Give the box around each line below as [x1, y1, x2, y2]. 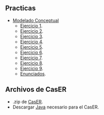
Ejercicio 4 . [20, 39, 44, 45]
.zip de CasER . [12, 98, 43, 104]
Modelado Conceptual [12, 17, 59, 23]
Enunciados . [20, 70, 46, 77]
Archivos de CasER [5, 85, 67, 94]
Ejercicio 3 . [20, 33, 44, 39]
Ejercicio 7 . [20, 55, 43, 61]
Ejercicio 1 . [20, 23, 43, 29]
